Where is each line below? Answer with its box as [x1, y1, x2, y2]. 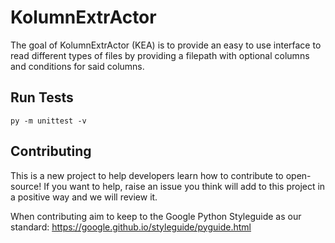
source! [10, 180, 42, 192]
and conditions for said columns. [10, 60, 145, 72]
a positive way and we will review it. [10, 191, 158, 203]
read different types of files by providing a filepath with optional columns [10, 49, 310, 61]
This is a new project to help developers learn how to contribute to [10, 169, 284, 181]
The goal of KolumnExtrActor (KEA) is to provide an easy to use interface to [10, 39, 322, 51]
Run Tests [10, 89, 74, 106]
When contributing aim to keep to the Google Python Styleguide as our [10, 210, 302, 222]
